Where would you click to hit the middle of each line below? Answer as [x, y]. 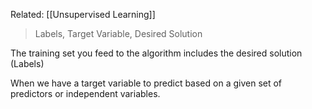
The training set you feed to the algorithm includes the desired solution [156, 53]
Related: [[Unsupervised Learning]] [83, 14]
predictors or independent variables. [85, 93]
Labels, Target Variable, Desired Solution [118, 33]
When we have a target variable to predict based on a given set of [146, 83]
